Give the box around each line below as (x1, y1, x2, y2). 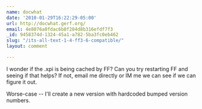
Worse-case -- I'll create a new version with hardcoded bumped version (6, 90, 188, 97)
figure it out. (6, 78, 37, 86)
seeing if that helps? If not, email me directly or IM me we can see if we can (6, 72, 197, 79)
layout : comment (6, 43, 48, 50)
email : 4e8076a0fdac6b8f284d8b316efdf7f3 (6, 26, 114, 32)
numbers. (6, 96, 31, 104)
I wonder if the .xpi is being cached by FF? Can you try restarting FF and (6, 65, 188, 72)
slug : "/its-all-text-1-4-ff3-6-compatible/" (6, 37, 124, 43)
